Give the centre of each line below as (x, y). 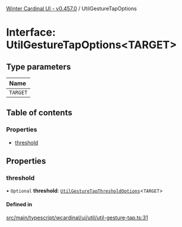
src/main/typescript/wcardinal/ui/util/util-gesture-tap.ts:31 (77, 218)
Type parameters (39, 67)
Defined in (19, 204)
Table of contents (39, 113)
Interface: (31, 33)
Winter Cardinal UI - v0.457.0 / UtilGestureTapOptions (72, 9)
